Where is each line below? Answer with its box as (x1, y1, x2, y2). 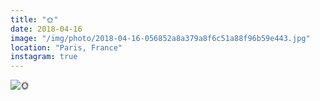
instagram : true (10, 52, 78, 62)
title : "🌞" (10, 14, 59, 25)
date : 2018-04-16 (10, 24, 83, 34)
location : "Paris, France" (10, 42, 123, 53)
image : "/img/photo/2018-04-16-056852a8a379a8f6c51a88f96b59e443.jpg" (10, 33, 311, 43)
